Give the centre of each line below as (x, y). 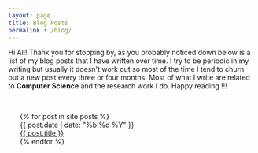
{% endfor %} (42, 142)
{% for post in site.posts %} (64, 117)
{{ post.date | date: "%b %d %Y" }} (77, 125)
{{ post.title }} (42, 133)
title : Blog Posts (38, 23)
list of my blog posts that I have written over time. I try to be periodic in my (129, 61)
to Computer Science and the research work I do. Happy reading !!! (118, 86)
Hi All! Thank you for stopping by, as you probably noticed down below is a (129, 53)
